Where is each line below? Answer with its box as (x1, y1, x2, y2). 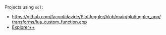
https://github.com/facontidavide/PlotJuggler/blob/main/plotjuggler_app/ (11, 14, 161, 19)
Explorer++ (11, 24, 35, 30)
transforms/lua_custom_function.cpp (11, 19, 87, 25)
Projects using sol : (4, 4, 43, 10)
